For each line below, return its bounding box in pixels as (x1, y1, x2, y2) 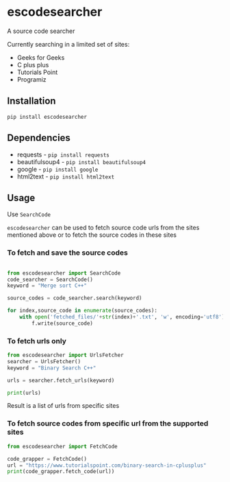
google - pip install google (16, 165, 99, 173)
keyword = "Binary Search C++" (7, 365, 97, 371)
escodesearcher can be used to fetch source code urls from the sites (7, 224, 200, 232)
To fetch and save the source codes (7, 248, 128, 257)
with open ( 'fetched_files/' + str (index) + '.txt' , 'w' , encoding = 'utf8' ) (19, 314, 225, 321)
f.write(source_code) (31, 320, 94, 327)
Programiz (16, 75, 47, 83)
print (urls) (7, 389, 41, 396)
